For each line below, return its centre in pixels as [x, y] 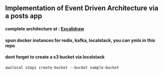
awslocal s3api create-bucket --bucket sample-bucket [62, 67]
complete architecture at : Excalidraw [45, 28]
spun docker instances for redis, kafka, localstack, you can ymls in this [80, 40]
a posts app [24, 16]
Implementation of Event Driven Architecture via [82, 8]
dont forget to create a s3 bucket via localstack [55, 57]
